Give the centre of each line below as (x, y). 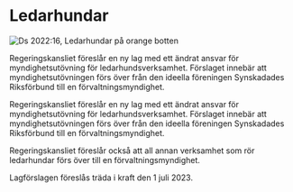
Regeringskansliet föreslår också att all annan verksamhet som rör (132, 151)
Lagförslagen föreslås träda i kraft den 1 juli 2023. (101, 178)
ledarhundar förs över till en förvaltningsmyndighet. (105, 160)
